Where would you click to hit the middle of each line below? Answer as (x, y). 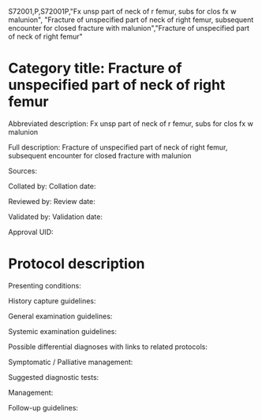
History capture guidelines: (52, 301)
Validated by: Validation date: (55, 217)
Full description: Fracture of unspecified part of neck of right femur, (118, 147)
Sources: (23, 171)
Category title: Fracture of (95, 68)
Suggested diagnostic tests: (54, 377)
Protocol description (77, 264)
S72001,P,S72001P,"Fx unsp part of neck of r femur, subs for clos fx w (122, 11)
